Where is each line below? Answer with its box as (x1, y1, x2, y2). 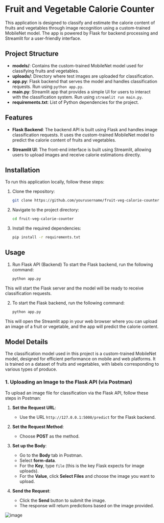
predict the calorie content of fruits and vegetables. (12, 137, 117, 143)
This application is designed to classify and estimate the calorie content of (5, 20, 155, 26)
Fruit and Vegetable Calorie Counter (5, 3, 155, 15)
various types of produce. (5, 366, 57, 372)
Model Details (5, 338, 48, 346)
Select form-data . (19, 457, 56, 463)
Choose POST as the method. (19, 433, 80, 439)
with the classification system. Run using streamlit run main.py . (12, 94, 143, 100)
